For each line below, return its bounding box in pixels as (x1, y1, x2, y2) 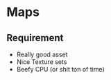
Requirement (6, 32, 64, 44)
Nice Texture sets (16, 58, 67, 66)
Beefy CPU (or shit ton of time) (16, 65, 105, 73)
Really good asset (16, 50, 68, 58)
